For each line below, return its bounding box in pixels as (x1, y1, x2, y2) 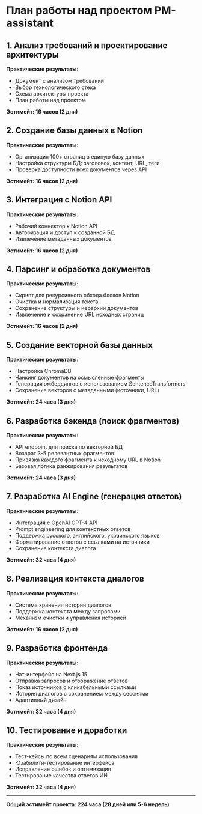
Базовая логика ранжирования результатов (14, 463, 128, 470)
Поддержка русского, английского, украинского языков (14, 532, 160, 539)
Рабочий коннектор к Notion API (14, 222, 98, 229)
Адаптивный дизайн (14, 696, 67, 703)
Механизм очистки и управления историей (14, 614, 126, 621)
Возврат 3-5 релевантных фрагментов (14, 450, 114, 457)
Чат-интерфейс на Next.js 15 (14, 670, 88, 678)
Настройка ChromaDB (14, 368, 72, 375)
